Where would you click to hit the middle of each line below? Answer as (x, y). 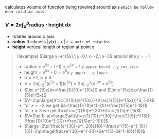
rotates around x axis (33, 36)
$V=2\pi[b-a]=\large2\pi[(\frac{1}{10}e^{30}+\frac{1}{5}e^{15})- (88, 116)
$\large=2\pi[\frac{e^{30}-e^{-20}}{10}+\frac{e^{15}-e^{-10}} (86, 126)
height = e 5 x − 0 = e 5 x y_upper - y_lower (66, 72)
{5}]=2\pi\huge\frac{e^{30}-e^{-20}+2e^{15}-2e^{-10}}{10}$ (85, 131)
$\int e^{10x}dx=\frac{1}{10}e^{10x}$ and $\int (71, 90)
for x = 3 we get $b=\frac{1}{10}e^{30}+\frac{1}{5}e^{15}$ (82, 110)
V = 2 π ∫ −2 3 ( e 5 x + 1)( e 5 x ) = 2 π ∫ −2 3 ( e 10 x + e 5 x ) (69, 84)
